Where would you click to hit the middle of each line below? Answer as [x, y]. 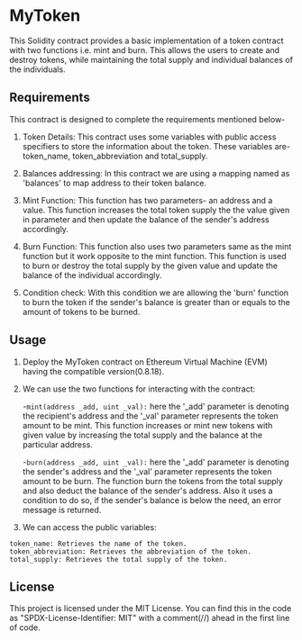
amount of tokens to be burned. [81, 311]
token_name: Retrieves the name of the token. [98, 544]
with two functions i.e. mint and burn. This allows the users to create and [145, 50]
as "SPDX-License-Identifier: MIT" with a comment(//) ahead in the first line [150, 618]
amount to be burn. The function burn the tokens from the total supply [153, 481]
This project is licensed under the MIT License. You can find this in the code [151, 608]
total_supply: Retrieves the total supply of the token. [119, 559]
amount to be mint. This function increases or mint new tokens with [147, 425]
